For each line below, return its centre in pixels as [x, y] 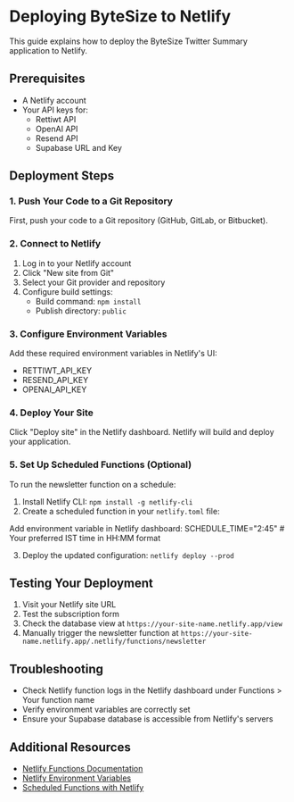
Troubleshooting [57, 668]
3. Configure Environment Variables [88, 334]
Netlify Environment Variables [77, 778]
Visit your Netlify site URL [69, 605]
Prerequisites [47, 79]
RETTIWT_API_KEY [57, 371]
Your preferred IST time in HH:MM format [85, 538]
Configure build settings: [67, 291]
